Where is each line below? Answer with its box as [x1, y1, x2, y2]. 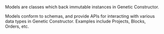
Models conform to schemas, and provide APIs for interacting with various [5, 13, 155, 19]
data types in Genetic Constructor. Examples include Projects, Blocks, [5, 19, 146, 24]
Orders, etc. [5, 23, 29, 29]
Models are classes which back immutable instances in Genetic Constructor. [5, 4, 159, 10]
